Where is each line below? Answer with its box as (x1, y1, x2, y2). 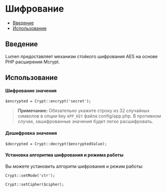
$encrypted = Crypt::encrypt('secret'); (5, 99, 92, 104)
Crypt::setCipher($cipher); (5, 182, 65, 187)
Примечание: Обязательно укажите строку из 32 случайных (17, 107, 150, 114)
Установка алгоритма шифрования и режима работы (5, 152, 124, 158)
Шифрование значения (5, 87, 57, 94)
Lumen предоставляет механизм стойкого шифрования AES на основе (5, 53, 158, 59)
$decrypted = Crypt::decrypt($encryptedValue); (5, 141, 107, 146)
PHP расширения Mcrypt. (5, 59, 60, 65)
